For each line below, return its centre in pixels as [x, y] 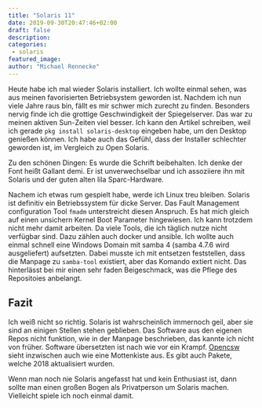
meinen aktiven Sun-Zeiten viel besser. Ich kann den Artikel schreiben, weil [129, 122]
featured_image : [35, 60]
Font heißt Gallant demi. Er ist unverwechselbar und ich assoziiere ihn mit [127, 171]
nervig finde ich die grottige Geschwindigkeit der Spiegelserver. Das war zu [130, 114]
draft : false [29, 30]
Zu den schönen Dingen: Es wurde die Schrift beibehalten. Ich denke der [126, 163]
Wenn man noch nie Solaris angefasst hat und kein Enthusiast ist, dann [122, 379]
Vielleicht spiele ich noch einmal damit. [71, 395]
